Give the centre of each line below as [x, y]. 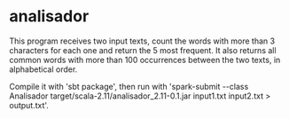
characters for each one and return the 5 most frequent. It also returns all [143, 50]
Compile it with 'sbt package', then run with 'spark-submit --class [129, 86]
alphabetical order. [43, 69]
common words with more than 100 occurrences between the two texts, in [145, 59]
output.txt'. [29, 105]
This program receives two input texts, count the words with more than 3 [142, 41]
